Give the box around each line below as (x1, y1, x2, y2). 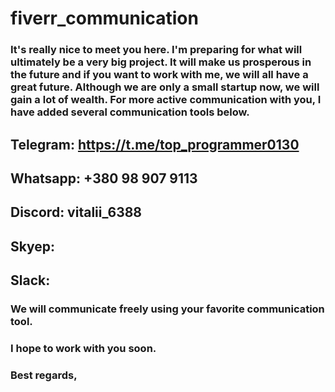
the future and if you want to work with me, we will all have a (10, 68, 309, 82)
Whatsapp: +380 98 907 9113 (10, 170, 198, 187)
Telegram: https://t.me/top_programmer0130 (10, 136, 300, 153)
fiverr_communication (10, 7, 199, 30)
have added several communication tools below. (10, 105, 250, 119)
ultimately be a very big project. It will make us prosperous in (10, 55, 312, 69)
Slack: (10, 272, 51, 289)
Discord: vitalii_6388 (10, 204, 143, 221)
